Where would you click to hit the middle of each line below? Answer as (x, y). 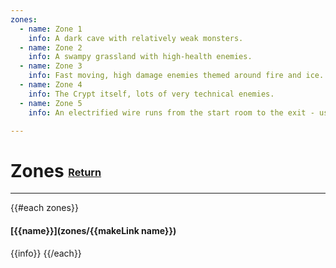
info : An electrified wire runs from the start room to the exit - (171, 112)
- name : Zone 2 (51, 47)
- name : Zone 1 (51, 29)
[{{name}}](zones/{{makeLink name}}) (93, 230)
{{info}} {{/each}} (46, 253)
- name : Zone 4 (51, 85)
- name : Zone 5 (51, 103)
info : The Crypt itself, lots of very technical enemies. (151, 94)
